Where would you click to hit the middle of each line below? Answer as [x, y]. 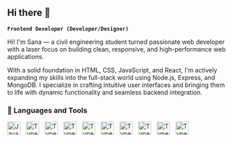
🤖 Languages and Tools [47, 110]
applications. [25, 56]
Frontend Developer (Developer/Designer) [68, 29]
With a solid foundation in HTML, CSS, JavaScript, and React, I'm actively [112, 70]
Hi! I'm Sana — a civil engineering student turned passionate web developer [116, 42]
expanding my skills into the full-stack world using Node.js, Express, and [111, 77]
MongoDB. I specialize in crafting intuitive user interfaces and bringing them [116, 85]
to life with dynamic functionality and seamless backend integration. [105, 92]
